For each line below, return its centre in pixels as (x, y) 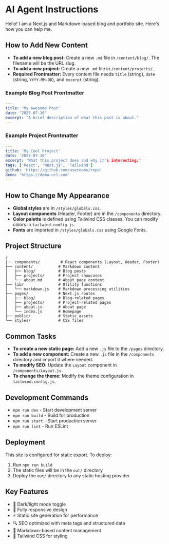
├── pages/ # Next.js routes (50, 294)
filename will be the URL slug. (44, 63)
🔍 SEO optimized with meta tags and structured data (69, 523)
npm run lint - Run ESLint (40, 426)
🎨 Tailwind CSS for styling (40, 536)
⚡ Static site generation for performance (55, 515)
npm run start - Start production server (55, 421)
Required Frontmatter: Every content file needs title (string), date (84, 74)
